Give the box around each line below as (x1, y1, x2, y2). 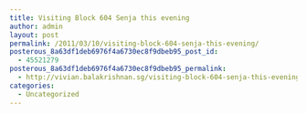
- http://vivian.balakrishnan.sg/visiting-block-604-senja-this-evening (17, 73, 301, 82)
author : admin (9, 22, 64, 31)
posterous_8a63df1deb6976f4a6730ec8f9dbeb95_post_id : (9, 47, 219, 56)
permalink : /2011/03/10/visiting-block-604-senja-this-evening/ (9, 38, 259, 48)
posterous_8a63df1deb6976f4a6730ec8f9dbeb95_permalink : (9, 65, 227, 74)
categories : (9, 81, 55, 90)
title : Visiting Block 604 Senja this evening (9, 13, 190, 23)
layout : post (9, 30, 59, 39)
